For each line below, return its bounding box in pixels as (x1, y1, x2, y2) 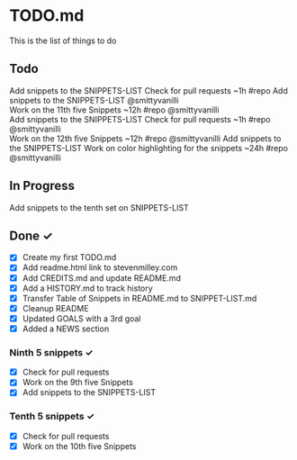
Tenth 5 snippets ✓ (9, 410, 95, 423)
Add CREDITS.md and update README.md (22, 272, 182, 284)
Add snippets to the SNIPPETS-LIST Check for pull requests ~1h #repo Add (9, 85, 288, 95)
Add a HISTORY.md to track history (22, 283, 153, 293)
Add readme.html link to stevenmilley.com (22, 262, 178, 273)
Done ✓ (9, 228, 54, 243)
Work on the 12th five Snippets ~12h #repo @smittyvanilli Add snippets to (9, 132, 282, 144)
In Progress (9, 178, 75, 194)
